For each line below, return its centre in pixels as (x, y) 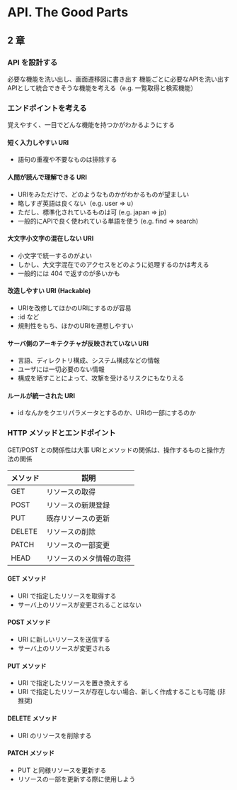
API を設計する (33, 62)
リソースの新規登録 (78, 505)
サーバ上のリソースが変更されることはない (79, 605)
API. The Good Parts (68, 12)
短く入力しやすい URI (38, 142)
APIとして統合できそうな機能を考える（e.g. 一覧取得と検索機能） (102, 88)
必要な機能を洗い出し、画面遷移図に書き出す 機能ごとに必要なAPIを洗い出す (118, 79)
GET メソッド (27, 578)
